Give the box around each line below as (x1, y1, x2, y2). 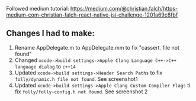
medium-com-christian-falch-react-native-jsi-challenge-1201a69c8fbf (6, 11, 178, 18)
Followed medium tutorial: (6, 5, 69, 12)
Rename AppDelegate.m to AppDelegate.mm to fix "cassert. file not (14, 44, 179, 51)
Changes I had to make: (6, 28, 95, 38)
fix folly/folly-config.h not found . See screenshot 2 (14, 88, 148, 95)
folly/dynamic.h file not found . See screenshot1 (14, 75, 138, 82)
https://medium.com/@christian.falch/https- (70, 5, 178, 12)
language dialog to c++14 (14, 63, 76, 70)
